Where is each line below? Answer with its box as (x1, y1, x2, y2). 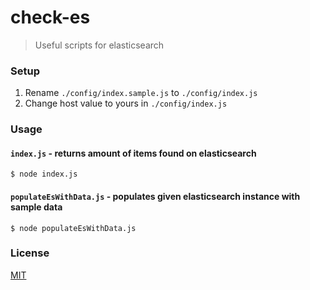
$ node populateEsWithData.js (10, 223, 137, 233)
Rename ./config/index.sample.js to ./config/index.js (24, 87, 258, 99)
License (10, 246, 50, 260)
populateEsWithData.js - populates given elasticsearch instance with (10, 190, 301, 202)
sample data (10, 201, 63, 213)
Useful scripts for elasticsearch (34, 39, 165, 51)
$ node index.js (10, 169, 78, 180)
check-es (10, 6, 91, 29)
